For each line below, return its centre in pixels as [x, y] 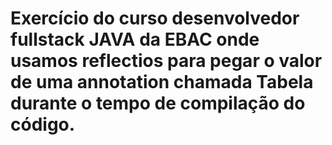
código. [43, 124]
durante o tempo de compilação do [158, 103]
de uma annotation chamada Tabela [162, 82]
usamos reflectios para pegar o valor [166, 61]
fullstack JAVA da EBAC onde [135, 39]
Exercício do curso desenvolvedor [155, 18]
